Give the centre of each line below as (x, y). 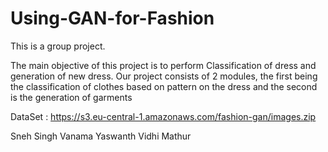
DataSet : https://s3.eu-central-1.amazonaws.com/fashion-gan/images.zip (163, 116)
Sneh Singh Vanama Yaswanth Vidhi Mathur (101, 136)
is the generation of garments (71, 97)
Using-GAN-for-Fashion (112, 18)
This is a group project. (58, 46)
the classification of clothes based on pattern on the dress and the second (164, 86)
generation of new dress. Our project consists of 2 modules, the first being (164, 76)
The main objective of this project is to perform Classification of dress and (163, 65)
